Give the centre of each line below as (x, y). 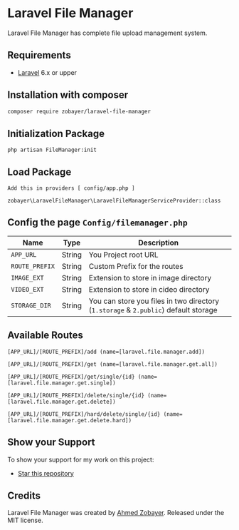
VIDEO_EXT (27, 289)
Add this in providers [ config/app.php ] (71, 188)
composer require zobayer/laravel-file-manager (79, 111)
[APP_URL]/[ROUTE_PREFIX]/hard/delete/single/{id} (84, 414)
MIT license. (26, 520)
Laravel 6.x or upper (47, 72)
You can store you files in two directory (154, 301)
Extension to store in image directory (150, 277)
